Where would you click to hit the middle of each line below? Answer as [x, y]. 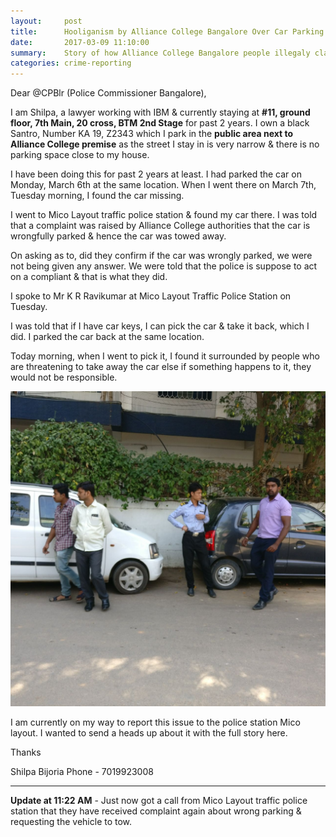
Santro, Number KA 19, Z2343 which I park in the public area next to [152, 134]
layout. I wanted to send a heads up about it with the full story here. [149, 733]
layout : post [46, 21]
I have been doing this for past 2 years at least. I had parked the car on [156, 174]
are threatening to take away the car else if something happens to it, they [161, 367]
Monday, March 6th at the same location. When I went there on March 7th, [163, 185]
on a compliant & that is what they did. [89, 277]
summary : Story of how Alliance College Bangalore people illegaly [160, 53]
